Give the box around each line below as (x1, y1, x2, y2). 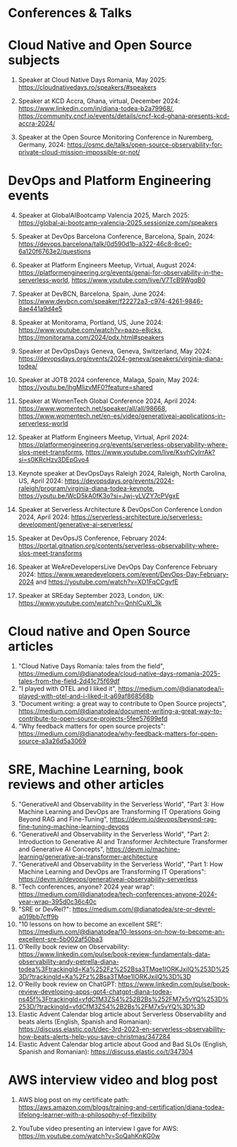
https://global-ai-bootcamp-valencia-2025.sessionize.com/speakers (18, 219, 218, 227)
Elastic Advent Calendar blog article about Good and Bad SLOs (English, (18, 1040, 228, 1048)
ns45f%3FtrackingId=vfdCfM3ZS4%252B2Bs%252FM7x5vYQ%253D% (18, 995, 229, 1003)
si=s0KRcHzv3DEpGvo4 (18, 455, 90, 464)
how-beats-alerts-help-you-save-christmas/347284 (18, 1032, 171, 1040)
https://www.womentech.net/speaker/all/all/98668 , (18, 404, 167, 413)
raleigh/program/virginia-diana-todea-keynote (18, 484, 153, 493)
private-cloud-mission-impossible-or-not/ (18, 148, 140, 157)
